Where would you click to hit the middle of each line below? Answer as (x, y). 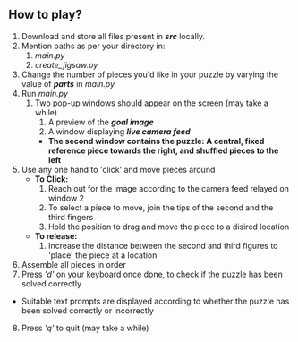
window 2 (66, 198)
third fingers (71, 217)
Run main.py (45, 93)
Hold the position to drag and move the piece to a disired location (169, 227)
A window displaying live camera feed (119, 131)
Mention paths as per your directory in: (93, 46)
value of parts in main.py (68, 83)
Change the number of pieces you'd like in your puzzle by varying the (150, 74)
